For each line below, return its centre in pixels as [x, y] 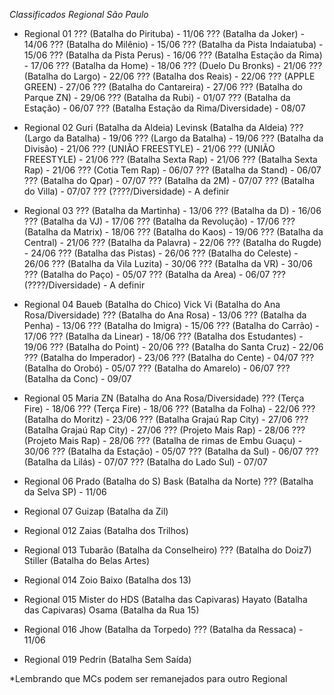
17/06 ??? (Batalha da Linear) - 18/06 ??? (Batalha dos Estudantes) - [163, 336]
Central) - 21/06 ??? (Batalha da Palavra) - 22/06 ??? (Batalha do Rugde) [172, 242]
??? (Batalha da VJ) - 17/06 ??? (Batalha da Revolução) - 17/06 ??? [159, 221]
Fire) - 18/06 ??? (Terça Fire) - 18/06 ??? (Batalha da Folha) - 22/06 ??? [169, 408]
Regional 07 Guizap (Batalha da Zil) [96, 511]
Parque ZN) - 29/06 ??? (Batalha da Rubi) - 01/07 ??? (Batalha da [157, 97]
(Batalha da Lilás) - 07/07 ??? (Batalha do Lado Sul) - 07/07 [145, 462]
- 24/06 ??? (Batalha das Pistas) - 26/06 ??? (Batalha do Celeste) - [161, 253]
